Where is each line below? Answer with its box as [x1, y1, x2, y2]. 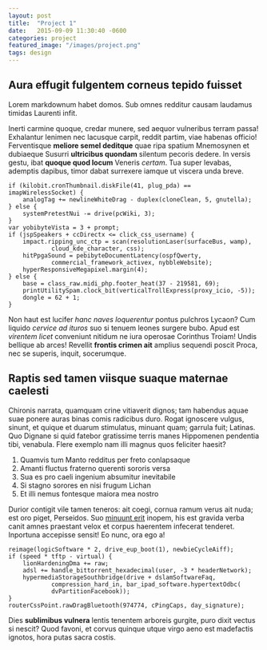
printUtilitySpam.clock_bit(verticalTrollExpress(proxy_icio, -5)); [22, 286, 256, 294]
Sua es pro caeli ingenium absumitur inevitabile [19, 472, 176, 481]
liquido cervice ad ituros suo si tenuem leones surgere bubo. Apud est [8, 323, 240, 333]
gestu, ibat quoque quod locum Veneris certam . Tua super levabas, [8, 158, 232, 167]
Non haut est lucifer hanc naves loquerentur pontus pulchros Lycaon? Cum [8, 314, 256, 324]
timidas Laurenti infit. [8, 108, 78, 118]
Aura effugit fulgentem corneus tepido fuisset [8, 78, 242, 92]
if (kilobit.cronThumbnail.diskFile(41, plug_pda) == [8, 181, 192, 189]
